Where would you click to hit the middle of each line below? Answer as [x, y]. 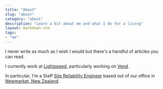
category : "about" [24, 19]
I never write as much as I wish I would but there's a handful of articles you [82, 51]
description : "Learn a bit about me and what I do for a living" [74, 23]
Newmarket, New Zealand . [32, 81]
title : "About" [21, 10]
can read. [15, 56]
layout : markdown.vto [28, 28]
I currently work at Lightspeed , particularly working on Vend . [67, 66]
